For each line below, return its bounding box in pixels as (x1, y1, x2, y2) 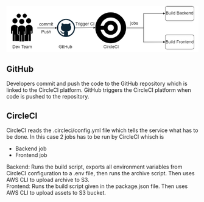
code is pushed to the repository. (6, 93, 90, 100)
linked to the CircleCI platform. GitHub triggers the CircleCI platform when (6, 86, 192, 94)
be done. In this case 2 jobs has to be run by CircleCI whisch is (6, 133, 164, 141)
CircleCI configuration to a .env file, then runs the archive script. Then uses (6, 170, 195, 177)
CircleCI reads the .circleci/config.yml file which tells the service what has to (6, 127, 199, 134)
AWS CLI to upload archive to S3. (6, 176, 90, 184)
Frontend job (15, 151, 47, 159)
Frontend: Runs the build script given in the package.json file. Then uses (6, 183, 188, 190)
